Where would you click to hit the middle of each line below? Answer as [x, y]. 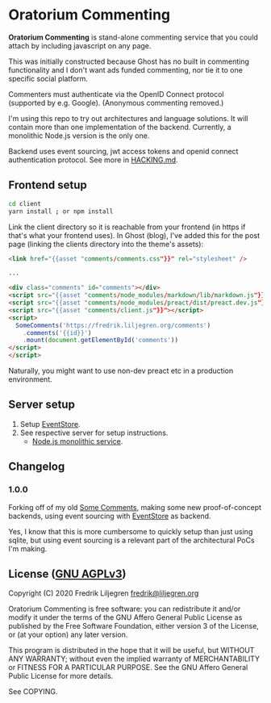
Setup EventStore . [50, 424]
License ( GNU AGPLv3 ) [67, 573]
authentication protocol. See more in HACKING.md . [94, 160]
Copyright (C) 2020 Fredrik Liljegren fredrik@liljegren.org [104, 593]
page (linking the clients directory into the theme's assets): [106, 244]
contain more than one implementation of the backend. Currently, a [120, 127]
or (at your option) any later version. [68, 634]
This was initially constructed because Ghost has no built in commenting [129, 61]
